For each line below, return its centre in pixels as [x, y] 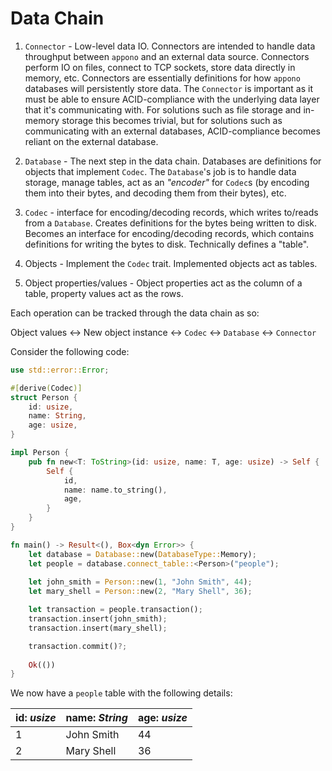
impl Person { [40, 453]
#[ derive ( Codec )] [46, 388]
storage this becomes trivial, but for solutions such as [172, 120]
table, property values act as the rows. [104, 293]
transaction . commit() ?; [78, 646]
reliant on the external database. [91, 141]
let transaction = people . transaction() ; [115, 610]
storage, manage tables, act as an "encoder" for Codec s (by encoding [167, 182]
